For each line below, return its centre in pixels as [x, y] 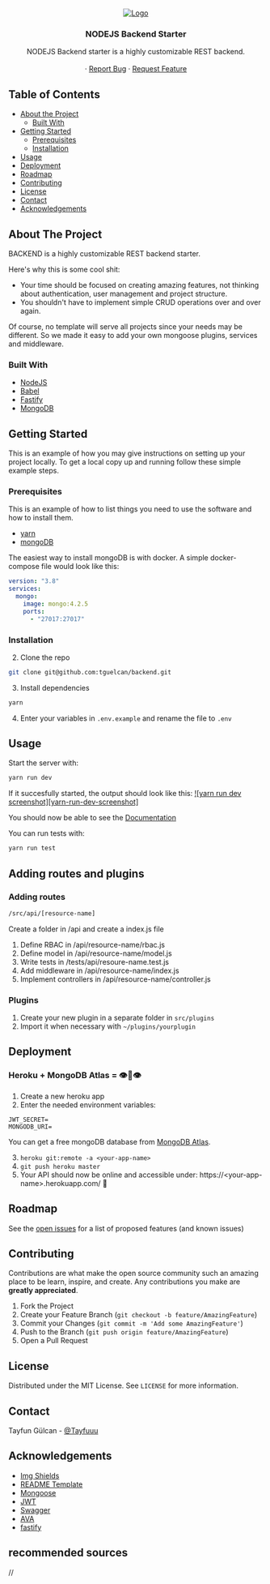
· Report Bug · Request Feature [136, 69]
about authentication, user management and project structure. [124, 293]
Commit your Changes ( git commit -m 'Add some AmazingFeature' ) [132, 1323]
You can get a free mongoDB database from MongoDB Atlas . [110, 1141]
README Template [51, 1484]
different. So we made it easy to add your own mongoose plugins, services [133, 335]
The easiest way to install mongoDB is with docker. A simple [108, 558]
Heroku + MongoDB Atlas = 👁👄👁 [75, 1076]
